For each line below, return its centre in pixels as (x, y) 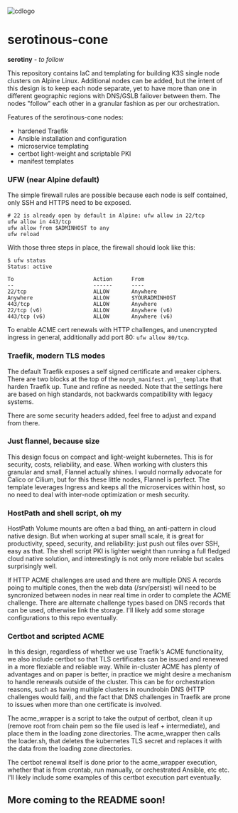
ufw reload (23, 235)
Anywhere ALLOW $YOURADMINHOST (92, 298)
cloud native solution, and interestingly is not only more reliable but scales (116, 559)
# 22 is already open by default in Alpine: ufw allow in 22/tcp (106, 216)
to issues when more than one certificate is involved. (85, 705)
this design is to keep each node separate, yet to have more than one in (112, 88)
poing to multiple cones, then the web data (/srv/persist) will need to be (112, 588)
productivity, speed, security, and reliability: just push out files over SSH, (114, 543)
